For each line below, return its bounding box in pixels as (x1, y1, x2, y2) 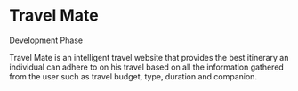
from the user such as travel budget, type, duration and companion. (9, 70, 258, 81)
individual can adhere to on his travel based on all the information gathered (9, 62, 285, 72)
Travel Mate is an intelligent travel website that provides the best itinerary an (9, 52, 289, 62)
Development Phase (9, 35, 83, 45)
